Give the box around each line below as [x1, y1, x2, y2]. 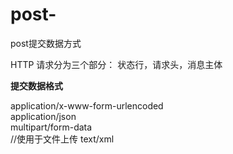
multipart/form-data [10, 121, 93, 133]
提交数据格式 [10, 79, 63, 92]
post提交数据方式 [10, 37, 82, 49]
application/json [10, 110, 77, 122]
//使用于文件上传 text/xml [10, 133, 115, 145]
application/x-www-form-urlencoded [10, 99, 164, 112]
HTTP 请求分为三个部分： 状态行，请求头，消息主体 [10, 58, 223, 70]
